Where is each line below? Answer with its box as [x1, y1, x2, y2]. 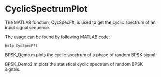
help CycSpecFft [5, 43, 38, 48]
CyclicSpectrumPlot [5, 3, 88, 15]
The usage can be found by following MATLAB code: [5, 34, 110, 40]
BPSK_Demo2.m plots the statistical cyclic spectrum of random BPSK [5, 61, 143, 67]
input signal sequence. [5, 24, 50, 30]
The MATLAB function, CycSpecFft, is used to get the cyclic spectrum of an [5, 19, 156, 25]
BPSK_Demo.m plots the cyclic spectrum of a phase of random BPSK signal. [5, 52, 157, 58]
